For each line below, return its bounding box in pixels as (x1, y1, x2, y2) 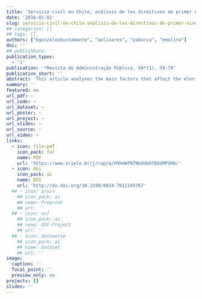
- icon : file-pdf (11, 143, 55, 149)
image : (6, 256, 23, 262)
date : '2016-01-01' (6, 14, 55, 20)
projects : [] (6, 278, 39, 284)
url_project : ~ (6, 115, 44, 121)
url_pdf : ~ (6, 93, 34, 99)
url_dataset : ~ (6, 104, 44, 110)
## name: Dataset (17, 244, 61, 250)
